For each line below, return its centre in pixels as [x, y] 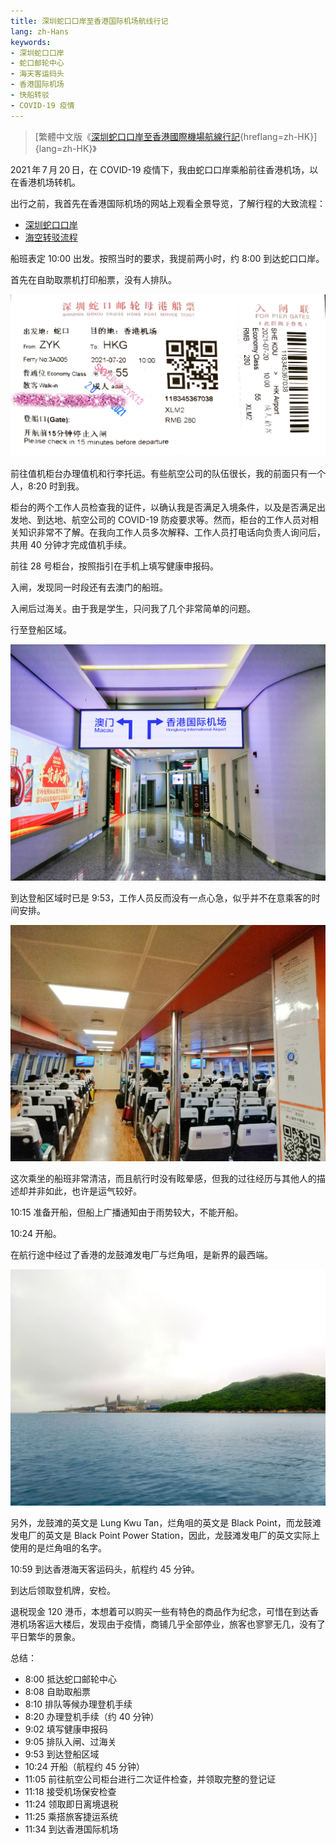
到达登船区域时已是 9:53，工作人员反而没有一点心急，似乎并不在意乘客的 [161, 898]
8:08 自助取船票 [57, 1691]
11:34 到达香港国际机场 [71, 1829]
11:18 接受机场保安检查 [70, 1791]
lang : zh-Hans [40, 31]
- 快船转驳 [30, 95]
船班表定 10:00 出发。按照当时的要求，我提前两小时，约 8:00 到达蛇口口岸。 [167, 258]
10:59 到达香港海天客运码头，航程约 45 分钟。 [105, 1569]
